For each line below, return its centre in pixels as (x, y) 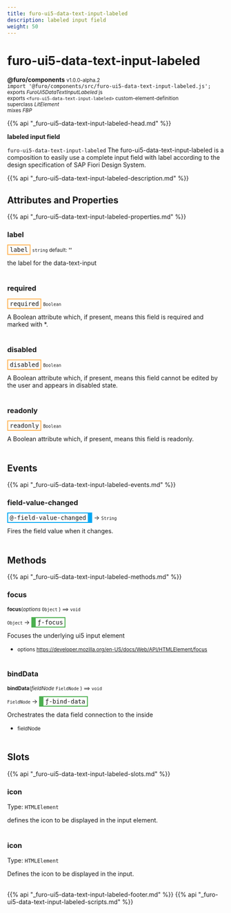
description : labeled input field (57, 20)
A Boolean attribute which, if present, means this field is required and (106, 317)
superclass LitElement (33, 104)
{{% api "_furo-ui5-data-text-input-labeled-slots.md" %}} (89, 774)
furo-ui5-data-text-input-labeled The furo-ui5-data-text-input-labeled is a (115, 150)
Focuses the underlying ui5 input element (66, 635)
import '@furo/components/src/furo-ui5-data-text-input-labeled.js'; (109, 86)
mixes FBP (20, 111)
